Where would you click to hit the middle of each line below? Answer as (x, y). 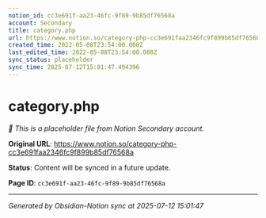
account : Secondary (40, 23)
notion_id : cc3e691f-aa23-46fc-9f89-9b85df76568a (92, 15)
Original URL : (30, 143)
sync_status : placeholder (51, 60)
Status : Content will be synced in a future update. (89, 167)
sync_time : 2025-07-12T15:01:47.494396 (74, 67)
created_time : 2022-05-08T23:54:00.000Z (76, 45)
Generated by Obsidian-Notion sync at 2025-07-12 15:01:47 (106, 205)
